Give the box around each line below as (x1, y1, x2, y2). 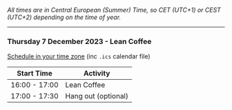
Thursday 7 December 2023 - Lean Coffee (7, 36, 152, 46)
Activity (84, 69, 110, 78)
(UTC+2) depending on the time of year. (7, 13, 122, 21)
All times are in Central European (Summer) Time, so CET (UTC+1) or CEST (7, 6, 221, 14)
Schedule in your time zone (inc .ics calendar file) (7, 52, 151, 60)
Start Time (17, 69, 53, 78)
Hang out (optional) (65, 91, 129, 101)
